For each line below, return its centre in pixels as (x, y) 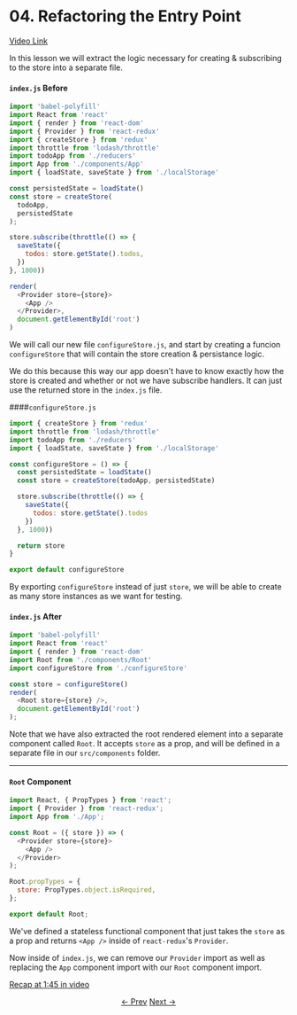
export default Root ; (49, 914)
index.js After (35, 616)
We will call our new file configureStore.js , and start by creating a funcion (145, 345)
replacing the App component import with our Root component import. (136, 967)
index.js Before (38, 88)
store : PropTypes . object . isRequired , (87, 890)
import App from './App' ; (57, 817)
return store (41, 546)
